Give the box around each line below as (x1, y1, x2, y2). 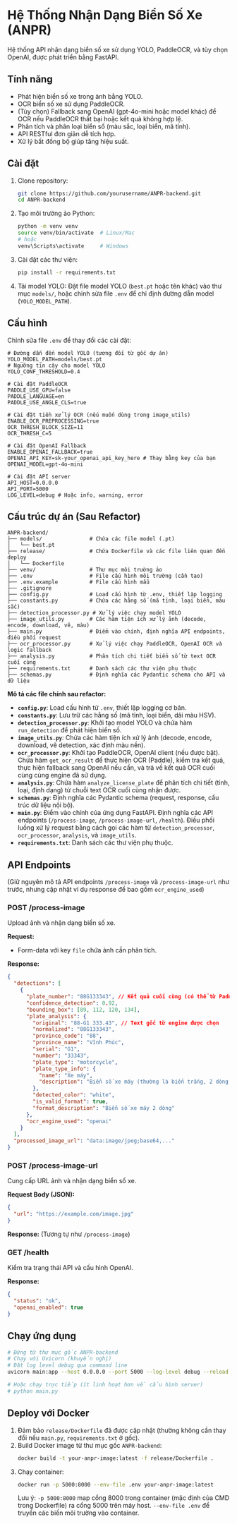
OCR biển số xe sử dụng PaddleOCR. (17, 99, 126, 108)
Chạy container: (17, 1468, 65, 1476)
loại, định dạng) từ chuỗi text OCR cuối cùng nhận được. (17, 786, 181, 794)
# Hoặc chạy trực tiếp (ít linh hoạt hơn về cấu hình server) (7, 1381, 203, 1389)
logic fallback (7, 646, 52, 654)
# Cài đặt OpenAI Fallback (7, 442, 87, 449)
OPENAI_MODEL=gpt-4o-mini (7, 461, 83, 468)
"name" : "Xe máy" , (38, 1072, 93, 1079)
